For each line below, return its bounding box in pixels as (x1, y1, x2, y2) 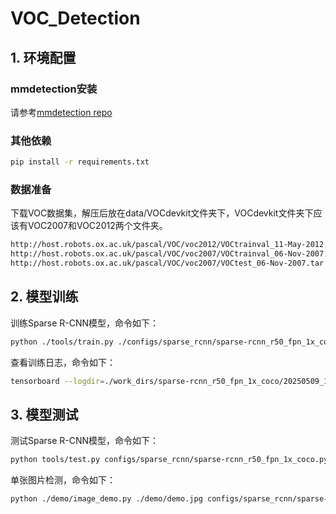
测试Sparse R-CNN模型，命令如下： (10, 435, 160, 447)
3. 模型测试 (10, 406, 79, 423)
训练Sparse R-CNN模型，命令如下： (10, 317, 160, 329)
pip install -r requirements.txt (10, 157, 150, 167)
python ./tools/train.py (10, 337, 114, 347)
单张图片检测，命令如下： (10, 474, 116, 486)
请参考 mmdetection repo (10, 106, 113, 118)
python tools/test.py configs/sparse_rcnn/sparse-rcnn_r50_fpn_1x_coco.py (10, 455, 329, 465)
